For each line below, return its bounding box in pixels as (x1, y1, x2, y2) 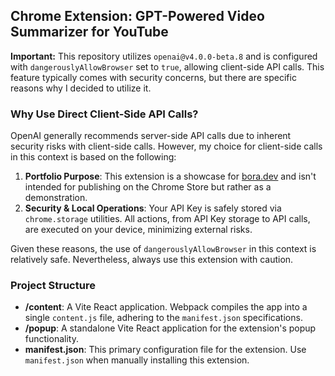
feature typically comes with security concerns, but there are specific (10, 71, 297, 83)
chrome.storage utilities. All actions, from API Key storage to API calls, (24, 213, 311, 225)
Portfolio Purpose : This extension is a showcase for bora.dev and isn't (24, 170, 317, 183)
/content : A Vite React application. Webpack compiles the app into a (24, 301, 308, 313)
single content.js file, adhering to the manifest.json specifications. (24, 312, 303, 324)
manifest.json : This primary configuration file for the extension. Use (24, 344, 307, 356)
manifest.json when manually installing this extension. (24, 354, 250, 366)
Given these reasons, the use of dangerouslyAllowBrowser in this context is (10, 243, 317, 255)
